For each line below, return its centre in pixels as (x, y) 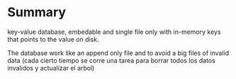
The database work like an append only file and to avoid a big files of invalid (118, 53)
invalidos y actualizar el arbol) (51, 68)
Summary (36, 12)
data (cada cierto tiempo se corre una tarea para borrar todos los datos (112, 60)
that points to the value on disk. (53, 39)
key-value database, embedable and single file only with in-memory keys (114, 32)
